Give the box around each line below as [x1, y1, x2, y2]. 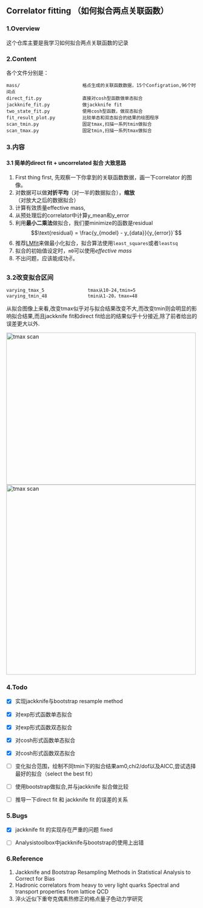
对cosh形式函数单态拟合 [15, 736, 76, 744]
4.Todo [6, 683, 28, 691]
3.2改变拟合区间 [6, 273, 54, 282]
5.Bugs [6, 811, 28, 820]
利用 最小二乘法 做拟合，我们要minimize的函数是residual [15, 220, 153, 227]
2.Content [6, 54, 37, 63]
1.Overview [6, 24, 41, 33]
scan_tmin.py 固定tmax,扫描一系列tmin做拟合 [6, 121, 152, 127]
